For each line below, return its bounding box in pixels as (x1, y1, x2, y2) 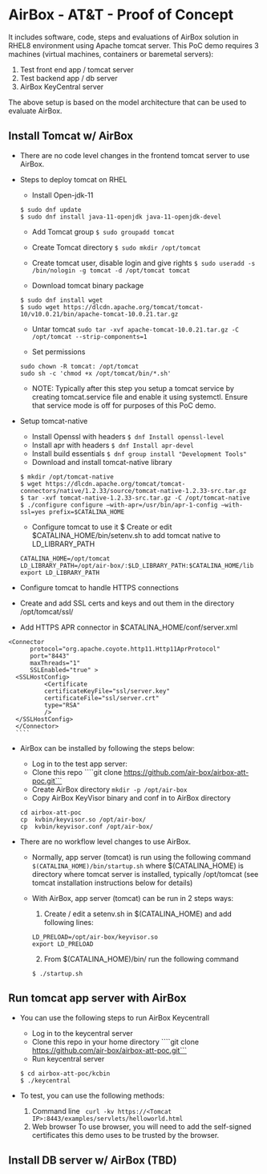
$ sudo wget (19, 303, 60, 311)
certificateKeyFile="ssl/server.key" (43, 687, 171, 695)
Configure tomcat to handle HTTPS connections (19, 582, 179, 592)
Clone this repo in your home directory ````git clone (31, 1037, 199, 1046)
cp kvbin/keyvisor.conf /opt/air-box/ (19, 822, 154, 830)
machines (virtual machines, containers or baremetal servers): (8, 49, 214, 59)
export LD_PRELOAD (31, 940, 94, 948)
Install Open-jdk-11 (31, 190, 94, 200)
